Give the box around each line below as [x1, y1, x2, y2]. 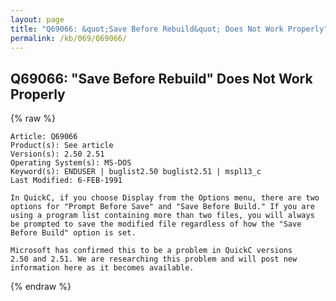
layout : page [10, 14, 65, 25]
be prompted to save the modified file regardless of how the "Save [10, 219, 302, 230]
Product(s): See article [10, 141, 114, 151]
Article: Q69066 [10, 132, 78, 142]
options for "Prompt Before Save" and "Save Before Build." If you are [10, 202, 315, 212]
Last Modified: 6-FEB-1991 [10, 176, 123, 186]
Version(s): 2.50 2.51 [10, 149, 105, 160]
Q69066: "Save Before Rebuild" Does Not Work [10, 70, 313, 87]
